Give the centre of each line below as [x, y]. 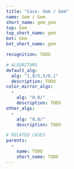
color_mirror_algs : [30, 87]
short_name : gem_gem [31, 22]
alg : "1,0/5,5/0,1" [35, 76]
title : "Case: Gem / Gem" [37, 11]
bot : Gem [17, 38]
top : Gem [17, 28]
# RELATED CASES [26, 135]
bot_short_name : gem [31, 44]
